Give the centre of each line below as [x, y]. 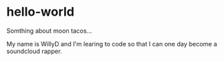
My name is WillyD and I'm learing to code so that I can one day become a [112, 44]
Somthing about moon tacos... [49, 31]
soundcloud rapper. [34, 51]
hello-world [41, 12]
